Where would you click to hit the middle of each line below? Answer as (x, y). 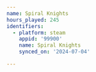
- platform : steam (39, 33)
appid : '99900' (41, 39)
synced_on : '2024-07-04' (55, 52)
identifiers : (25, 26)
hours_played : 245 (33, 20)
